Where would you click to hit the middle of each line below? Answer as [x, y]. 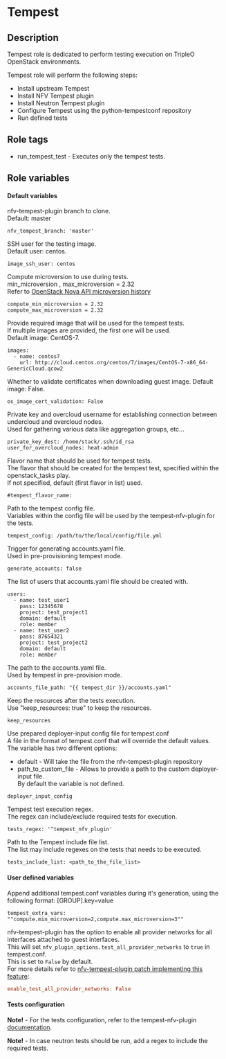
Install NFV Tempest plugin [56, 96]
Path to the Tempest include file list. [58, 842]
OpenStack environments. [44, 62]
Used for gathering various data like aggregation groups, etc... [96, 429]
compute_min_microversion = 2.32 [55, 304]
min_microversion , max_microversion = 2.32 [71, 284]
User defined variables [41, 878]
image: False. [26, 389]
